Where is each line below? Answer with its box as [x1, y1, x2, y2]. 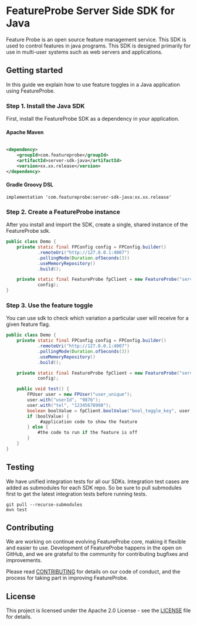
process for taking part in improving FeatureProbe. [6, 575, 128, 582]
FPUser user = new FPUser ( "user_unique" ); [27, 392, 133, 398]
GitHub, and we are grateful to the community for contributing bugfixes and [6, 551, 189, 558]
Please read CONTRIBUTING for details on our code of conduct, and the [6, 568, 181, 575]
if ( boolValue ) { [27, 413, 69, 419]
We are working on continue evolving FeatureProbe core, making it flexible [6, 538, 186, 545]
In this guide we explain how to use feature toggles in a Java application [6, 81, 180, 88]
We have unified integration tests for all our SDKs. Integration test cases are [6, 478, 189, 485]
